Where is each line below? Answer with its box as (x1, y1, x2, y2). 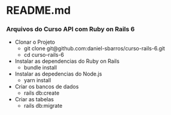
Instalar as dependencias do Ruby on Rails (14, 57, 120, 65)
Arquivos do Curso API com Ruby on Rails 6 (6, 25, 135, 34)
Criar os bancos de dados (14, 83, 79, 90)
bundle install (23, 64, 57, 71)
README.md (6, 4, 71, 17)
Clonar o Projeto (14, 38, 56, 46)
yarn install (23, 77, 51, 84)
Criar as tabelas (14, 96, 54, 103)
